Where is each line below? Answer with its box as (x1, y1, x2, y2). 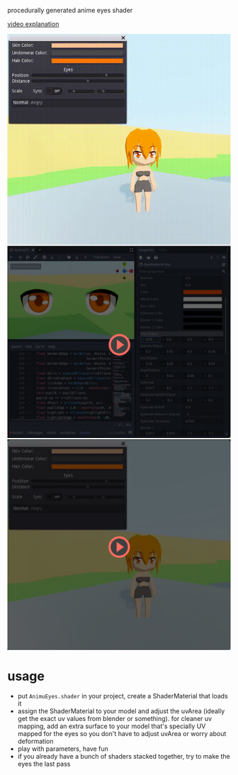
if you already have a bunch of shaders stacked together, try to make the (17, 752, 230, 760)
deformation (17, 737, 54, 745)
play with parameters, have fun (17, 744, 108, 753)
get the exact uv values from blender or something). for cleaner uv (17, 714, 212, 722)
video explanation (7, 20, 59, 28)
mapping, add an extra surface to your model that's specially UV (17, 722, 206, 730)
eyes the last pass (17, 759, 71, 768)
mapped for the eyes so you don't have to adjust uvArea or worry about (17, 729, 227, 737)
